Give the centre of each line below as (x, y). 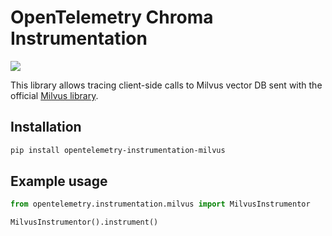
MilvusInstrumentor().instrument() (84, 222)
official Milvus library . (54, 95)
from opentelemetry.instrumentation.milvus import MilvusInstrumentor (160, 204)
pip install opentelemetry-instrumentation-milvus (118, 150)
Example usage (59, 181)
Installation (46, 127)
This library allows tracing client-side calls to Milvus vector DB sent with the (166, 85)
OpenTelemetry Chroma (112, 17)
